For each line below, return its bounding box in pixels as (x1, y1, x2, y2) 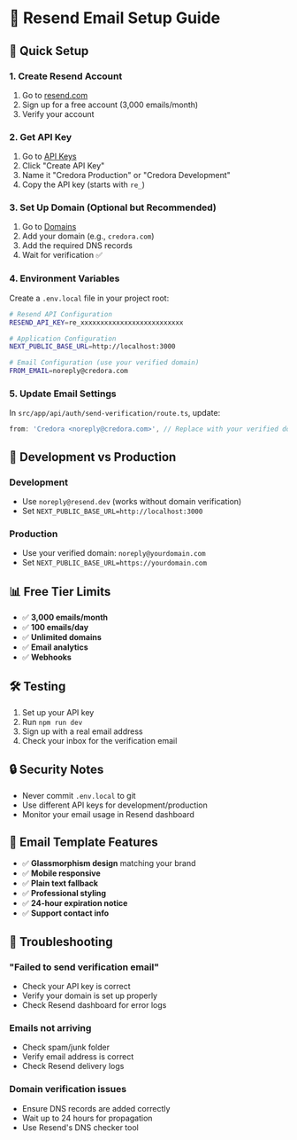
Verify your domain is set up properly (21, 990, 157, 1001)
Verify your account (21, 108, 95, 119)
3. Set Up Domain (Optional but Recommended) (9, 201, 217, 214)
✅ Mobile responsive (21, 868, 102, 878)
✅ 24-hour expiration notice (21, 898, 128, 909)
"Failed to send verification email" (9, 961, 160, 973)
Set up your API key (21, 707, 95, 717)
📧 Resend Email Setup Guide (9, 8, 221, 28)
